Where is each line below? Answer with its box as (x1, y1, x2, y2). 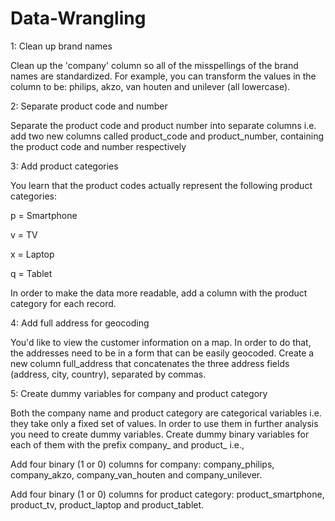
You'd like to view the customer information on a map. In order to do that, (10, 336, 312, 348)
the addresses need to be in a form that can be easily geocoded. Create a (10, 347, 315, 359)
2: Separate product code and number (10, 100, 168, 112)
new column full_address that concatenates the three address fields (10, 357, 290, 369)
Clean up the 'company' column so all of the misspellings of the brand (10, 59, 299, 71)
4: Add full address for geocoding (10, 317, 150, 329)
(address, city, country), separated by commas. (10, 368, 207, 380)
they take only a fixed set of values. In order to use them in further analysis (10, 417, 319, 429)
